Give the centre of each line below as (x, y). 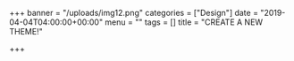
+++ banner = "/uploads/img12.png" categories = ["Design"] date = (134, 13)
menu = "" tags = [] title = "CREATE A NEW (184, 22)
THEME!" (26, 31)
